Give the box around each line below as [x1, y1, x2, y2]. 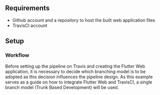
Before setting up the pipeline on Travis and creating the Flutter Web [5, 63, 146, 69]
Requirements [5, 4, 50, 12]
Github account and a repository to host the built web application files [12, 17, 156, 23]
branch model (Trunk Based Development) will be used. [5, 84, 119, 90]
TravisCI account [12, 22, 47, 28]
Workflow [5, 52, 30, 59]
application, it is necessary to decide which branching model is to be [5, 68, 146, 74]
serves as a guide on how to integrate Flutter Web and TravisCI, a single [5, 79, 153, 85]
